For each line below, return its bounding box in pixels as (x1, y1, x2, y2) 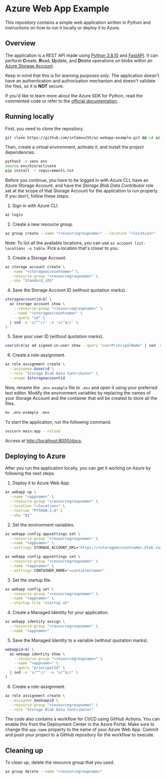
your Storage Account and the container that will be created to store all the (5, 395, 157, 401)
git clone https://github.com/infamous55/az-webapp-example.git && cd (5, 135, 154, 140)
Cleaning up (5, 746, 43, 755)
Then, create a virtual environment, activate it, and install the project (5, 144, 144, 150)
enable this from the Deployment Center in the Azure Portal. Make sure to (5, 721, 155, 727)
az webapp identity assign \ (5, 619, 65, 624)
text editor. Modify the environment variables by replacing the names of (5, 389, 151, 395)
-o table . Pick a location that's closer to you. (27, 245, 119, 251)
